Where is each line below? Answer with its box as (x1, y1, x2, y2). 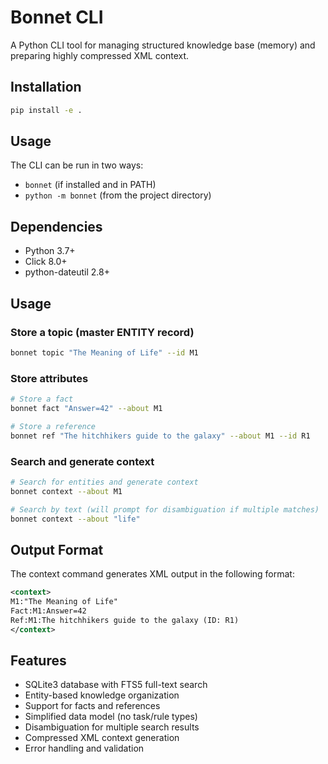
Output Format (10, 541, 104, 558)
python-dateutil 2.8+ (24, 266, 110, 278)
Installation (10, 79, 82, 96)
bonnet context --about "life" (10, 514, 141, 524)
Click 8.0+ (24, 256, 68, 268)
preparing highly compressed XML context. (10, 49, 190, 61)
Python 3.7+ (24, 245, 76, 257)
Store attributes (10, 371, 89, 385)
